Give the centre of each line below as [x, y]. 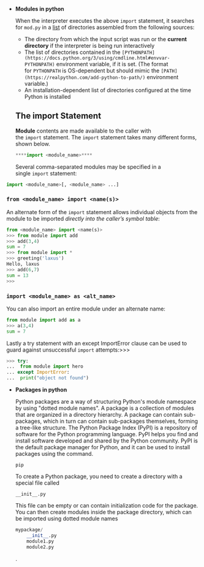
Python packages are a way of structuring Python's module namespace [106, 402]
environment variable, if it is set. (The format [112, 64]
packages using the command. [54, 454]
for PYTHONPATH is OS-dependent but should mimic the [92, 71]
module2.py [40, 547]
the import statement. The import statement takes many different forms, [106, 137]
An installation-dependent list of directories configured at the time [108, 90]
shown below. [32, 144]
